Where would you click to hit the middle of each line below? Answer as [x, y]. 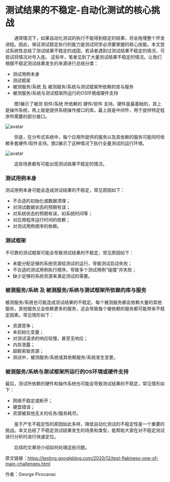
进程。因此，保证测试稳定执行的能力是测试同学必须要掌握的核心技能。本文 [83, 44]
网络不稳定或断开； [33, 401]
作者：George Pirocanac [31, 474]
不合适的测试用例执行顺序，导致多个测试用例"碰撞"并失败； [74, 270]
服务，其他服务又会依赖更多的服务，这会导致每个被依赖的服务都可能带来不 [83, 309]
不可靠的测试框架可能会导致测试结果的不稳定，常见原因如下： [70, 252]
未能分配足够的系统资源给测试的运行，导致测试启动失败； [72, 263]
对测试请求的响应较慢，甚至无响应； [50, 338]
